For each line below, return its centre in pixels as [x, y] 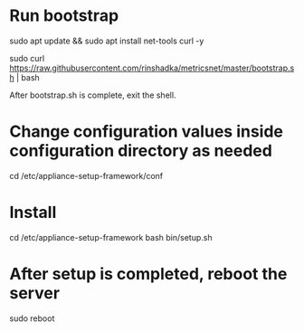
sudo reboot [32, 318]
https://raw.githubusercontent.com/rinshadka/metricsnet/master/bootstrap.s [152, 68]
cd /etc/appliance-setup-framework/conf [86, 175]
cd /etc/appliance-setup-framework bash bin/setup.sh [111, 237]
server [35, 293]
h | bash [25, 77]
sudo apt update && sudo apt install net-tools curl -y [107, 41]
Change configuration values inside [146, 132]
